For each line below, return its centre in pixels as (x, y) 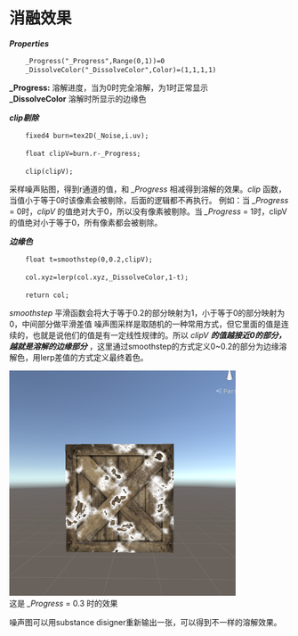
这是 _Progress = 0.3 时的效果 (64, 603)
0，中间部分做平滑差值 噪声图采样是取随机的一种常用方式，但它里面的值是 (145, 324)
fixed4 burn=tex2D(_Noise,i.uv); (87, 136)
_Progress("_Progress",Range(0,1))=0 (95, 61)
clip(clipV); (49, 171)
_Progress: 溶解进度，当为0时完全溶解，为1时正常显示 (109, 87)
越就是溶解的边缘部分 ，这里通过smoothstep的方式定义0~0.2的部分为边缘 (144, 346)
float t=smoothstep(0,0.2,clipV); (89, 260)
